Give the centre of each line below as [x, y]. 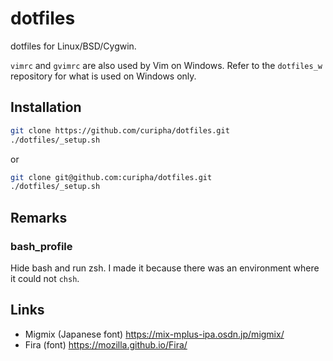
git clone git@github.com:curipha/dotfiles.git [111, 177]
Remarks [39, 217]
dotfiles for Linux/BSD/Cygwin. [73, 46]
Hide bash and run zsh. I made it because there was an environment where [165, 268]
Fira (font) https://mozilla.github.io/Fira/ [106, 344]
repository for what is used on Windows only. [103, 76]
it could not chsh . [45, 278]
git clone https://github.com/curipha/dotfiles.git [120, 130]
